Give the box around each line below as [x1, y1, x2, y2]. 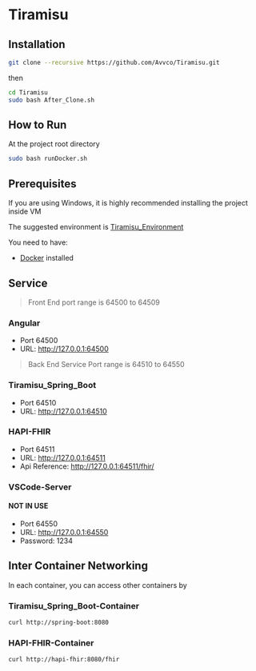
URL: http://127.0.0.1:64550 [19, 527, 109, 537]
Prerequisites [8, 177, 77, 190]
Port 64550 [19, 518, 58, 529]
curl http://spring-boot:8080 [8, 618, 110, 627]
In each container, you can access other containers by [8, 580, 188, 589]
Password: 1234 [19, 536, 74, 545]
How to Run [8, 118, 67, 132]
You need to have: [8, 238, 68, 247]
